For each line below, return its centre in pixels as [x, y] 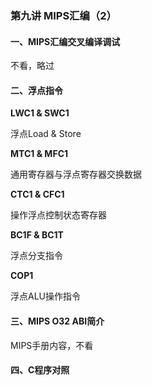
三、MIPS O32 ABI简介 [57, 321]
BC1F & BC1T [37, 235]
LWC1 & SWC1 [40, 113]
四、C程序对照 [40, 370]
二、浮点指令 [36, 90]
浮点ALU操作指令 [45, 296]
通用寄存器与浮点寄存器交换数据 [76, 174]
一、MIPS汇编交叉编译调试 [65, 41]
